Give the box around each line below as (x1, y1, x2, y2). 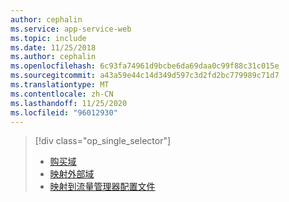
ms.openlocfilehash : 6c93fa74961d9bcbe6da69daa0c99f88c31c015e (10, 61, 280, 71)
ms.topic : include (10, 33, 87, 43)
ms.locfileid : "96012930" (10, 107, 118, 118)
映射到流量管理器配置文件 (49, 181, 156, 193)
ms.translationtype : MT (10, 80, 110, 90)
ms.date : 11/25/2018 (10, 42, 97, 53)
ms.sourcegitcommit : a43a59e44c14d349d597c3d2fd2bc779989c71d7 (10, 71, 280, 81)
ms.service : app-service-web (10, 24, 132, 34)
